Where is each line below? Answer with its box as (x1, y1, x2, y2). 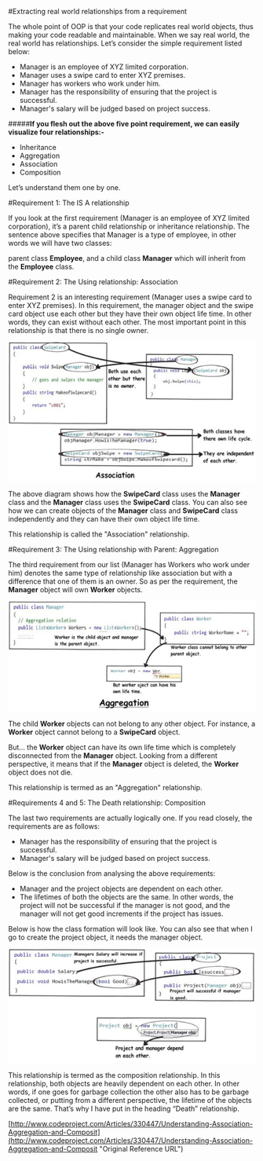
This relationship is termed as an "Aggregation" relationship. (8, 782, 203, 792)
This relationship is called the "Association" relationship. (8, 529, 190, 539)
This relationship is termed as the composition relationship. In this (8, 1071, 221, 1080)
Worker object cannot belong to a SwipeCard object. (8, 727, 181, 737)
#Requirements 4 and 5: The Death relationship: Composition (8, 797, 206, 808)
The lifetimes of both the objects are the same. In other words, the (19, 892, 234, 902)
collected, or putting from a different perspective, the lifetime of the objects (8, 1096, 253, 1105)
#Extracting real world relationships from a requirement (8, 7, 187, 16)
